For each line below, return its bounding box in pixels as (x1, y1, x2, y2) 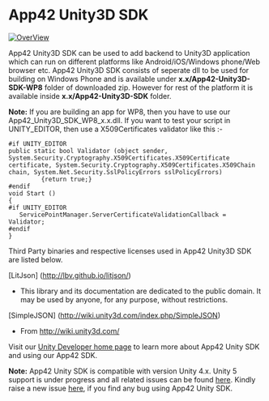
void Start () (8, 189, 57, 198)
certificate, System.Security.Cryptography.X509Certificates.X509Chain (8, 160, 255, 169)
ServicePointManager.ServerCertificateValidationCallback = (19, 211, 227, 219)
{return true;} (41, 175, 92, 183)
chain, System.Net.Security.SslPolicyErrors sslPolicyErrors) (8, 168, 223, 176)
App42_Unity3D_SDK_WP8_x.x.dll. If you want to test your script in (8, 115, 231, 125)
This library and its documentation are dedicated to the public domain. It (19, 286, 262, 296)
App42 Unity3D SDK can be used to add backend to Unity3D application (8, 48, 250, 58)
